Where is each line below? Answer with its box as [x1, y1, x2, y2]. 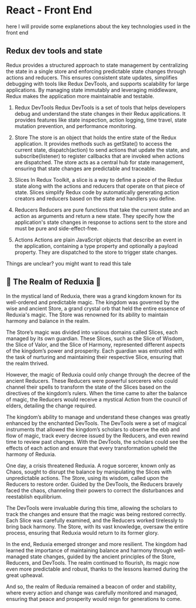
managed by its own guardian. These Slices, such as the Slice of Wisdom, [6, 334, 184, 342]
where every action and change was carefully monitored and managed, [6, 589, 178, 596]
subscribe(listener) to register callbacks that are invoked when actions [14, 153, 184, 160]
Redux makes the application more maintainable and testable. [6, 92, 154, 99]
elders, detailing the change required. [6, 402, 97, 409]
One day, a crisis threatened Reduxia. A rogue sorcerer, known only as [6, 462, 176, 469]
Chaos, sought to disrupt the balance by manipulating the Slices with [6, 468, 172, 475]
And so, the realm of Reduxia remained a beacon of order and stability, [6, 583, 177, 590]
